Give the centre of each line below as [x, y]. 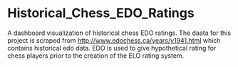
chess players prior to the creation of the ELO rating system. [96, 56]
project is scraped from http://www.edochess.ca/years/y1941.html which [114, 40]
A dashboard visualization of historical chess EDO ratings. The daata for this [119, 33]
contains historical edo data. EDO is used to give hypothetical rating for [112, 48]
